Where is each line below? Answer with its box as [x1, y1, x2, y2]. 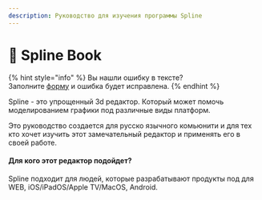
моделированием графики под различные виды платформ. [8, 105, 211, 114]
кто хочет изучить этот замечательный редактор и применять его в [8, 129, 240, 138]
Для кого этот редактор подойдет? [8, 156, 132, 166]
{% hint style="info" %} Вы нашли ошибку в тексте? [8, 73, 183, 82]
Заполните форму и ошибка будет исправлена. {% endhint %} [8, 81, 220, 90]
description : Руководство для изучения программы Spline [8, 11, 203, 20]
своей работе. [8, 138, 58, 147]
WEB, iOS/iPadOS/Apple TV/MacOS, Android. [8, 182, 159, 192]
